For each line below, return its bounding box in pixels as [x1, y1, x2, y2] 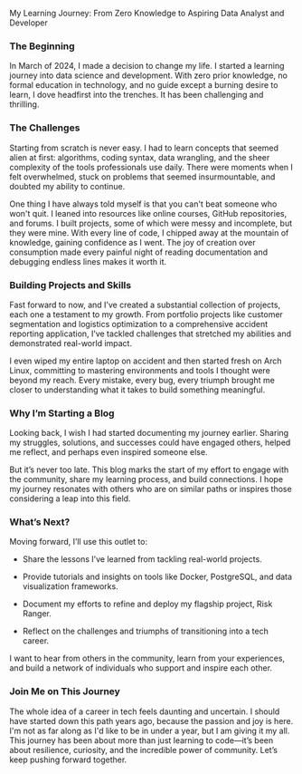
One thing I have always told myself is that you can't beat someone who [9, 198, 278, 209]
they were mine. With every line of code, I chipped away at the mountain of [9, 227, 289, 238]
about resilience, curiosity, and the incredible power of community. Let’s [9, 744, 278, 755]
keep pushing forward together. [9, 754, 127, 765]
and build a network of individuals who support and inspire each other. [9, 663, 273, 673]
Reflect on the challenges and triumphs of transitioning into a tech [22, 625, 269, 637]
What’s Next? [9, 516, 71, 528]
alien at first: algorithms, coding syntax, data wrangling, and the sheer [9, 151, 270, 162]
